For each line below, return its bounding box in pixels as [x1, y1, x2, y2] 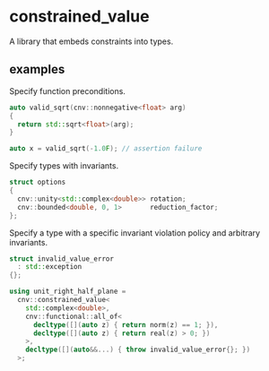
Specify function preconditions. [9, 85, 126, 96]
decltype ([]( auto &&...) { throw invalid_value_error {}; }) [25, 345, 251, 355]
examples [9, 62, 65, 77]
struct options [9, 177, 66, 187]
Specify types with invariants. [9, 160, 119, 171]
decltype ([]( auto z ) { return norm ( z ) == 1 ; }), [32, 320, 219, 329]
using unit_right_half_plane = [9, 287, 126, 297]
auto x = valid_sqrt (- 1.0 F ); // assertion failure [9, 144, 203, 153]
